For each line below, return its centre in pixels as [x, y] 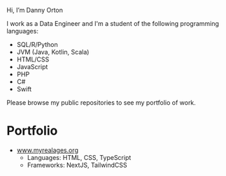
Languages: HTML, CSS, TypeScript [79, 157]
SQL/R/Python [37, 44]
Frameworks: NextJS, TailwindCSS [77, 165]
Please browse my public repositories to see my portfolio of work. [101, 103]
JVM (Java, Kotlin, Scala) [53, 52]
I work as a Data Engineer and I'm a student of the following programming [113, 23]
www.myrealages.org [47, 150]
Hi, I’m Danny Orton [35, 10]
